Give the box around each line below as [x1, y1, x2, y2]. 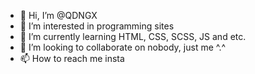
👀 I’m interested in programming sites [19, 20, 175, 32]
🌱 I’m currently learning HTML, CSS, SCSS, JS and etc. [19, 31, 247, 42]
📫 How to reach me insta [19, 53, 125, 64]
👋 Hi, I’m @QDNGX [19, 10, 98, 21]
